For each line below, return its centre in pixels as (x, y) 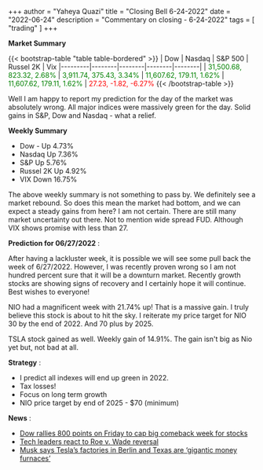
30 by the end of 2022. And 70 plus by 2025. (81, 324)
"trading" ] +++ (33, 28)
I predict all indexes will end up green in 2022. (94, 378)
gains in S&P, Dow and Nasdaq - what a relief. (82, 116)
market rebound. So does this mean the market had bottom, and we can (124, 203)
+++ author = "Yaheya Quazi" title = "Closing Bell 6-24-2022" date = (120, 11)
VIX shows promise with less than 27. (68, 228)
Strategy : (25, 362)
